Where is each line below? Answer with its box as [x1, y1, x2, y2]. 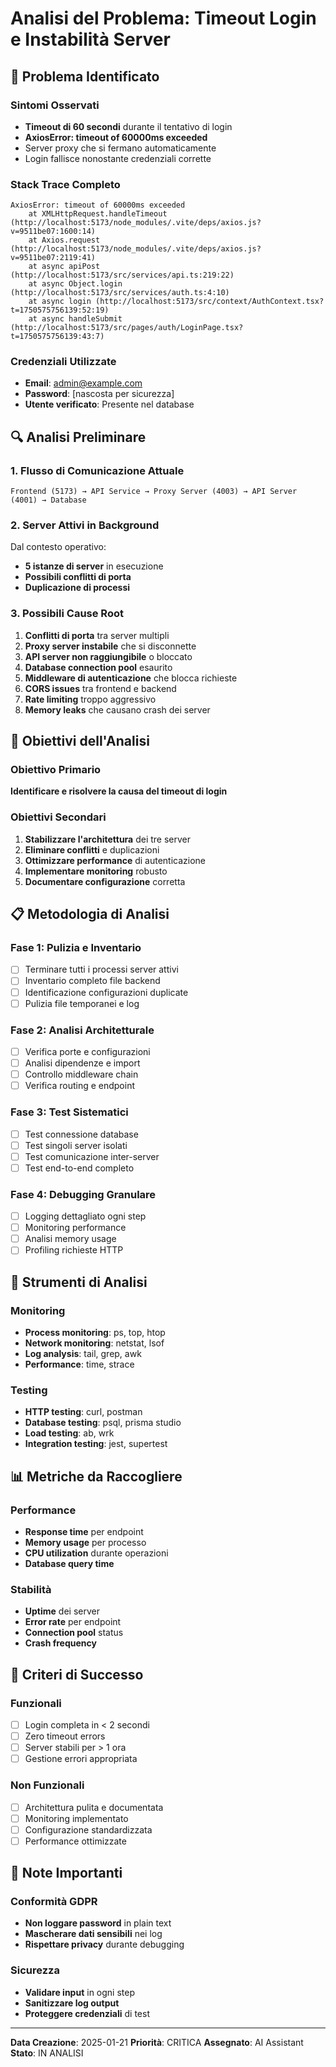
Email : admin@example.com [24, 377, 143, 389]
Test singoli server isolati [24, 1139, 128, 1151]
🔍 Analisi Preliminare [10, 428, 147, 446]
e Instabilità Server [10, 28, 171, 51]
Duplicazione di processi [24, 582, 131, 594]
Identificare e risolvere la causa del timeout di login [10, 785, 228, 797]
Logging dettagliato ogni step [24, 1210, 147, 1222]
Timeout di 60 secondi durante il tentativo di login [24, 120, 233, 132]
